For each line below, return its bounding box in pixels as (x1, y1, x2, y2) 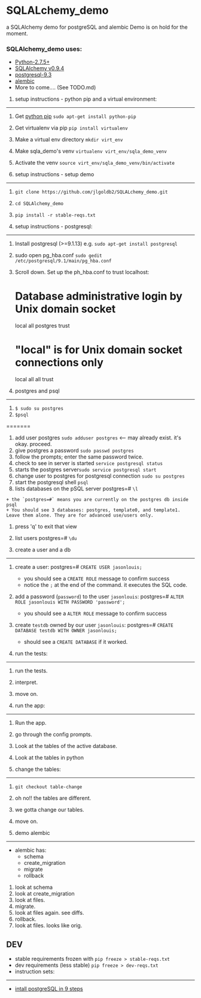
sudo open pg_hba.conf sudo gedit (14, 252, 102, 259)
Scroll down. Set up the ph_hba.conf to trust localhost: (14, 269, 150, 276)
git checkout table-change (14, 784, 83, 790)
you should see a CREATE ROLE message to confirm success (23, 575, 170, 582)
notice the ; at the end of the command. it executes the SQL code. (23, 581, 187, 589)
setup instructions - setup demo (14, 171, 95, 178)
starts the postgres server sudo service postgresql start (14, 466, 157, 474)
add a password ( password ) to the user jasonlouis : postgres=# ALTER (14, 593, 184, 600)
